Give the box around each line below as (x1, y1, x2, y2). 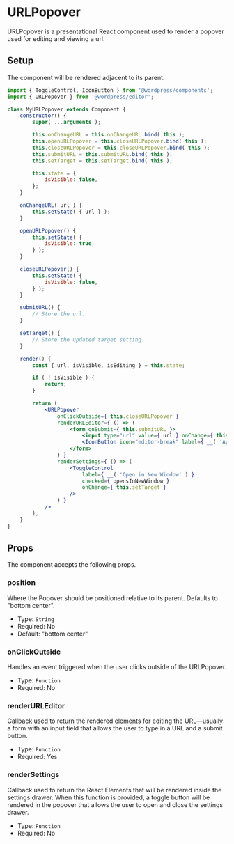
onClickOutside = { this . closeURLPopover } (56, 412, 179, 420)
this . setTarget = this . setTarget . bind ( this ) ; (32, 157, 173, 164)
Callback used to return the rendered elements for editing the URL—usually (7, 717, 224, 725)
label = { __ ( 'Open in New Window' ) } (81, 471, 195, 478)
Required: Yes (17, 753, 58, 761)
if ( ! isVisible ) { (32, 374, 95, 382)
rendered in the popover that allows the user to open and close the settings (7, 800, 224, 808)
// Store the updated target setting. (32, 336, 145, 343)
